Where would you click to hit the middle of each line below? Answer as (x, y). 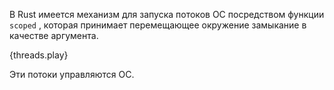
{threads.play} (39, 55)
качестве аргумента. (54, 35)
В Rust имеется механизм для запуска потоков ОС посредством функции (167, 14)
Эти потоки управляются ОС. (72, 74)
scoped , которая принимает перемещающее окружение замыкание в (158, 25)
